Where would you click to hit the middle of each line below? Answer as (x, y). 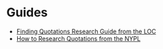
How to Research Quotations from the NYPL (78, 38)
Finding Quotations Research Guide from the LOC (86, 31)
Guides (27, 13)
